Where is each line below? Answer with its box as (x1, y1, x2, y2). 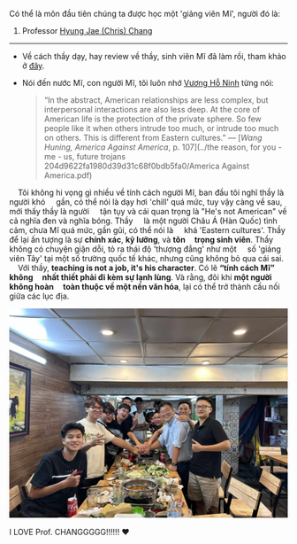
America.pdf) (43, 170, 93, 181)
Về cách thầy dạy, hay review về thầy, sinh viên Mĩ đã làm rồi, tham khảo (21, 51, 286, 61)
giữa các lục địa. (9, 291, 70, 301)
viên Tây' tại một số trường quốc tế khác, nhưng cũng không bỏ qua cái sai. (9, 253, 285, 263)
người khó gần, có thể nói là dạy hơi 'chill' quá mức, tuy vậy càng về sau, (9, 197, 283, 207)
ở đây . (21, 60, 45, 71)
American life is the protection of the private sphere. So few (43, 113, 263, 124)
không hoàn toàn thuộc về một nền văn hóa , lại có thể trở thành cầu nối (9, 282, 280, 291)
